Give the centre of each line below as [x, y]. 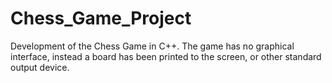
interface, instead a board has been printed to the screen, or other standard [166, 56]
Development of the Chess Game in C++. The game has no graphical [152, 46]
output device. [40, 67]
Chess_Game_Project [101, 18]
